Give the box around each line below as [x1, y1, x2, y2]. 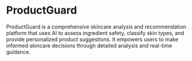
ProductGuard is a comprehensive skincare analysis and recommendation [6, 23, 187, 30]
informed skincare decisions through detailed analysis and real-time [6, 42, 172, 49]
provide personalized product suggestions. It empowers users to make [6, 36, 179, 43]
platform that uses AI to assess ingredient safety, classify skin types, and [6, 29, 185, 36]
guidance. [6, 48, 31, 55]
